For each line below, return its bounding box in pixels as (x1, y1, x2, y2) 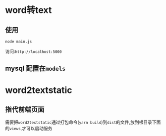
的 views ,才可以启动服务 (5, 126, 53, 132)
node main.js (5, 39, 32, 44)
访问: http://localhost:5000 (5, 48, 62, 54)
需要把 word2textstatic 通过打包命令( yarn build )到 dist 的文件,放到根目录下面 (5, 119, 161, 125)
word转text (5, 4, 52, 16)
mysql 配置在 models (5, 64, 66, 73)
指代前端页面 (5, 105, 45, 114)
